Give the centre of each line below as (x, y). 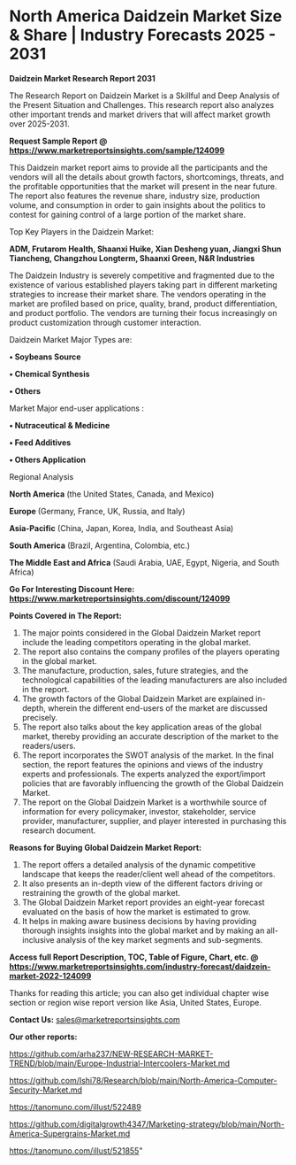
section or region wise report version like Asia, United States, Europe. (136, 1002)
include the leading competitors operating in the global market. (137, 642)
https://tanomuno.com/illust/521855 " (76, 1150)
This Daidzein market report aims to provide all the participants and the (138, 167)
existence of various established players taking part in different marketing (143, 284)
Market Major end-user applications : (76, 408)
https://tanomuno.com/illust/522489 (75, 1107)
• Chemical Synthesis (49, 374)
